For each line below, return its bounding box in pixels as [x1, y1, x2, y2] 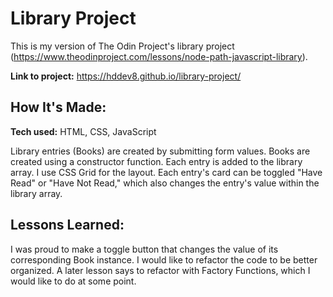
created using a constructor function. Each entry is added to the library [10, 155, 303, 167]
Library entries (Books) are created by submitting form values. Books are [10, 145, 311, 157]
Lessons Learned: [10, 217, 125, 234]
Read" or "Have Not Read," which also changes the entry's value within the [10, 177, 320, 189]
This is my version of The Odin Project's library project [10, 40, 235, 52]
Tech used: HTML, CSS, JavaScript [10, 125, 157, 137]
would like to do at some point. [10, 275, 137, 287]
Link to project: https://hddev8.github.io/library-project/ [10, 70, 242, 82]
